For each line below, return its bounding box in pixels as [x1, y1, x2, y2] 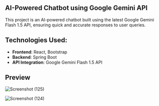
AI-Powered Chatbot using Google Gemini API [5, 4, 148, 12]
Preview [5, 73, 31, 82]
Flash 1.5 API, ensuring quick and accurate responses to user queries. [5, 22, 146, 28]
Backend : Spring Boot [12, 54, 57, 60]
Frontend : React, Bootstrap [12, 49, 68, 55]
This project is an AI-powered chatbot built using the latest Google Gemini [5, 17, 154, 22]
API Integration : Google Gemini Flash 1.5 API [12, 59, 103, 65]
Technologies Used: [5, 36, 68, 44]
